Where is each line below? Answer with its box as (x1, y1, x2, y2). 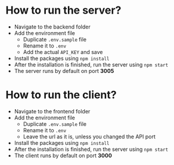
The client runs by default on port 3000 (14, 152, 113, 159)
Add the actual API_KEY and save (23, 48, 103, 55)
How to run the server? (5, 4, 122, 17)
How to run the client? (5, 88, 117, 101)
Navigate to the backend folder (14, 23, 91, 30)
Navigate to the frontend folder (14, 107, 91, 115)
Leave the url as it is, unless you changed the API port (23, 133, 156, 140)
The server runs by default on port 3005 (14, 67, 114, 74)
